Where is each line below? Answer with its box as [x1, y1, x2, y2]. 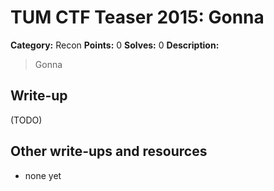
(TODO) [10, 114, 43, 126]
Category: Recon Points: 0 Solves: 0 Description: [10, 39, 220, 51]
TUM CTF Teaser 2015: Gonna [10, 6, 265, 29]
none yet [24, 169, 62, 181]
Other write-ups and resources [10, 143, 208, 160]
